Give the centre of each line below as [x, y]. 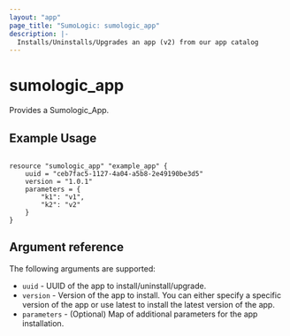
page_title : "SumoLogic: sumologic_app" [85, 26]
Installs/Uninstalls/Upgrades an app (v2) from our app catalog [138, 42]
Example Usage [53, 138]
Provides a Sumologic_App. [59, 111]
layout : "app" [35, 17]
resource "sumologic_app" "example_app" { [88, 166]
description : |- [39, 34]
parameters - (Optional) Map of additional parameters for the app [140, 314]
